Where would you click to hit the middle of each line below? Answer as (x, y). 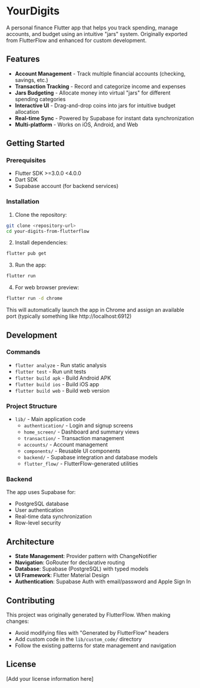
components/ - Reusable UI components (72, 451)
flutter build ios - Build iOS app (57, 384)
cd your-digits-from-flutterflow (48, 231)
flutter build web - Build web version (62, 390)
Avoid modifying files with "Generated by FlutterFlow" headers (92, 633)
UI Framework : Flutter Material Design (62, 575)
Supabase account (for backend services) (67, 186)
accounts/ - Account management (66, 445)
